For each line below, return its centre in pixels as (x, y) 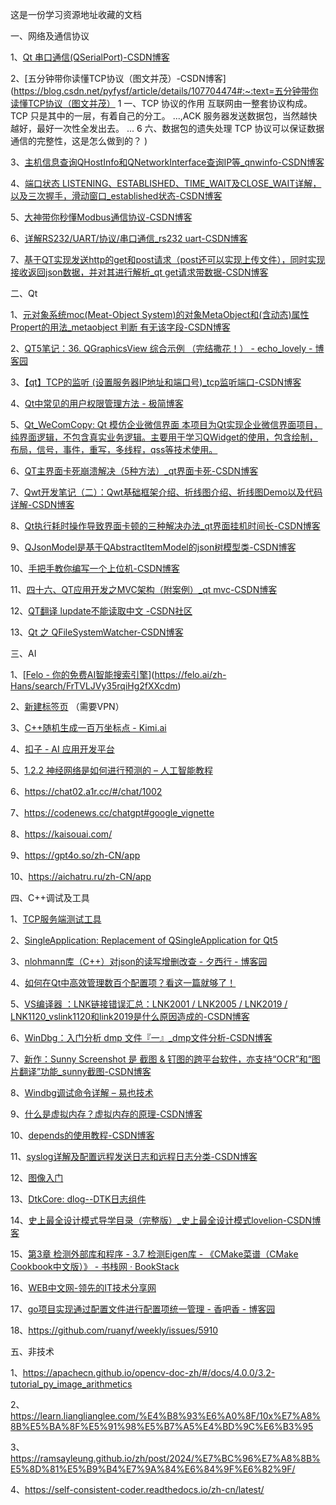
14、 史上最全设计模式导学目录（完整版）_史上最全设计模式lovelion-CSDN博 (166, 1220)
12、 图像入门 (37, 1177)
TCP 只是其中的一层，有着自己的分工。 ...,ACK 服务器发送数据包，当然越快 (164, 116)
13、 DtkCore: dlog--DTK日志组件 (78, 1199)
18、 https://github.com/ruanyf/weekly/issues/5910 (114, 1330)
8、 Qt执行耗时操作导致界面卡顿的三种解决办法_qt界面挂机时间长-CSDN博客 (165, 526)
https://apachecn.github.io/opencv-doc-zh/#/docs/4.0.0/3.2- (149, 1372)
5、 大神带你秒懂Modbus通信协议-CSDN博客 (101, 217)
